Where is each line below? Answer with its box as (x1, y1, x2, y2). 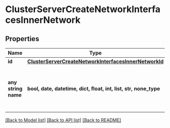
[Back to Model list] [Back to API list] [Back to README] (5, 117, 121, 123)
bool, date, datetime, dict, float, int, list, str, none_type (27, 85, 160, 92)
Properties (5, 34, 39, 43)
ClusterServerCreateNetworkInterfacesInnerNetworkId (27, 58, 164, 65)
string (8, 85, 23, 92)
